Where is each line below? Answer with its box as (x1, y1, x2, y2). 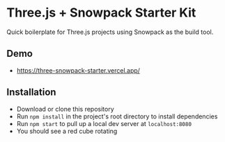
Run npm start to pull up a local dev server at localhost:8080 (16, 119, 192, 127)
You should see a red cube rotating (16, 127, 118, 135)
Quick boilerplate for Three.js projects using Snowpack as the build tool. (6, 28, 214, 36)
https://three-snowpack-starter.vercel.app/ (16, 66, 141, 74)
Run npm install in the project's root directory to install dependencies (16, 112, 218, 121)
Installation (6, 87, 56, 98)
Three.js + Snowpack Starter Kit (6, 5, 196, 21)
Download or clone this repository (16, 105, 114, 113)
